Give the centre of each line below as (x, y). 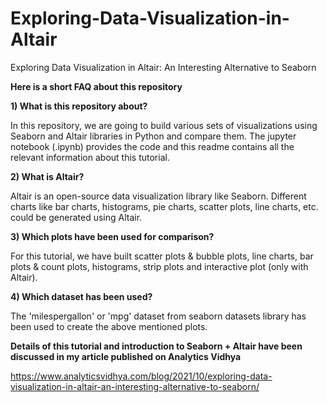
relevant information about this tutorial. (90, 157)
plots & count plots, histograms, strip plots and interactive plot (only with (159, 266)
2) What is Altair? (47, 176)
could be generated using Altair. (76, 217)
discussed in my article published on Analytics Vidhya (126, 356)
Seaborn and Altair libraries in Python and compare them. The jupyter (153, 136)
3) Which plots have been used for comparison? (112, 236)
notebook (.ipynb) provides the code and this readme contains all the (152, 146)
